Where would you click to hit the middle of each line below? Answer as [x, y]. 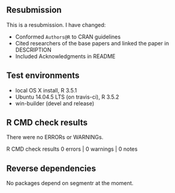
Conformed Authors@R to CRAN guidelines [68, 37]
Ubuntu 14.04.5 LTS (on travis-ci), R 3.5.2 [67, 97]
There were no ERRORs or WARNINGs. [55, 137]
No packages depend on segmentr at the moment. [70, 183]
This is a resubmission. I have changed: [56, 25]
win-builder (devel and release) [55, 103]
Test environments [43, 76]
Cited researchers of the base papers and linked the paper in [92, 43]
